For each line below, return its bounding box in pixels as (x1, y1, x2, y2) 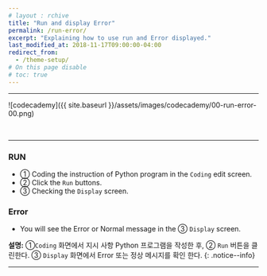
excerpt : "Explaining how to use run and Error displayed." (8, 33, 212, 42)
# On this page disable (8, 64, 87, 72)
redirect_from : (8, 49, 59, 56)
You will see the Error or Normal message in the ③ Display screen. (19, 224, 241, 234)
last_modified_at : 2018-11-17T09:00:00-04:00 (8, 41, 161, 49)
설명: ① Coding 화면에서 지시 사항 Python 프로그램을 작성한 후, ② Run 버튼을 (8, 240, 250, 251)
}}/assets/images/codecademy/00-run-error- (108, 100, 257, 110)
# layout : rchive (8, 11, 69, 20)
